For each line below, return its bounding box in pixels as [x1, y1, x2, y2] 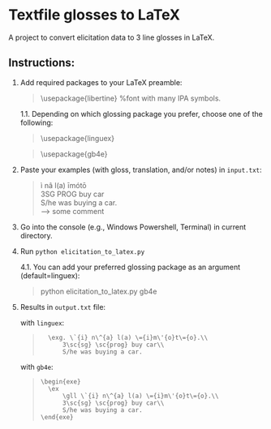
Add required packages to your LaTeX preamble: [19, 77, 183, 87]
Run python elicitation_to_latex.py [19, 246, 145, 256]
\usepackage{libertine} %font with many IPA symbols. [40, 93, 222, 103]
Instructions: [8, 56, 75, 70]
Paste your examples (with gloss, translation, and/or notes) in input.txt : [19, 165, 262, 174]
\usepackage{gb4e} [40, 148, 108, 159]
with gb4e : [19, 362, 54, 371]
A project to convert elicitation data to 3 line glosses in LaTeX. [8, 32, 215, 42]
